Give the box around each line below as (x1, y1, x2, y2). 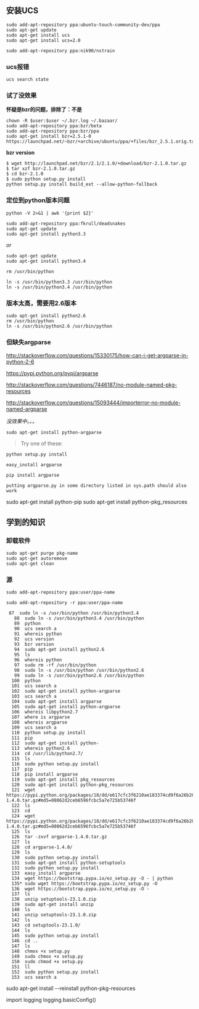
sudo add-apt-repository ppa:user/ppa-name (6, 589, 115, 596)
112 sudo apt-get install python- (11, 740, 99, 746)
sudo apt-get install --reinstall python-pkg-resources (6, 985, 136, 992)
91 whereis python (14, 631, 62, 637)
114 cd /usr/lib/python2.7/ (11, 751, 84, 757)
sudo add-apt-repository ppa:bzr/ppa (6, 128, 99, 134)
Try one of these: (20, 440, 63, 447)
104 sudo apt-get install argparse (11, 699, 102, 705)
